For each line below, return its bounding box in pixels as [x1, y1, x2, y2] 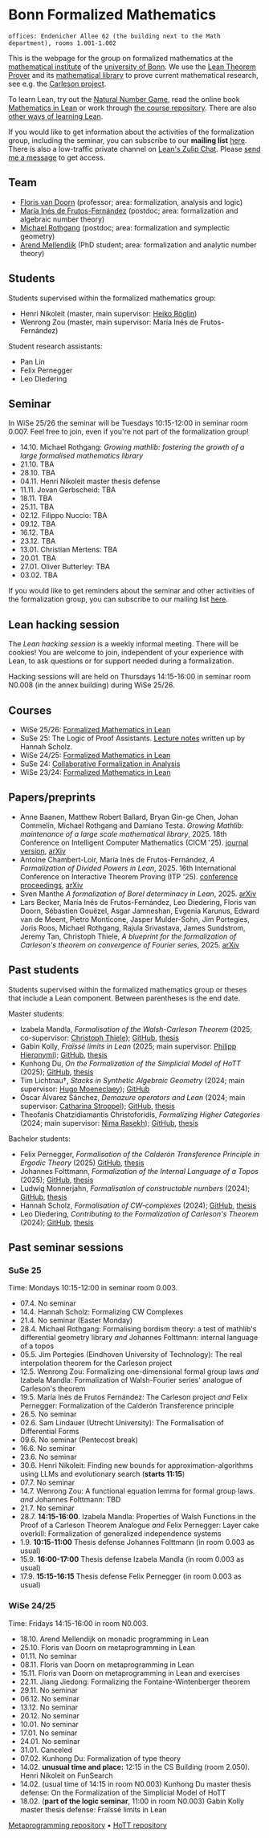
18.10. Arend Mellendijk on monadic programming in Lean [19, 1634, 210, 1644]
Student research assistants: [8, 341, 103, 351]
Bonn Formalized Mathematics [8, 6, 217, 24]
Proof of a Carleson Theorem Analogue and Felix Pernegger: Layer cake [19, 1520, 259, 1530]
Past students [8, 964, 79, 977]
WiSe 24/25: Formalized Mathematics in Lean [19, 751, 171, 760]
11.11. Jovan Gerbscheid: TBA [19, 485, 116, 495]
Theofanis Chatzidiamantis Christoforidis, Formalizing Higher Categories [19, 1110, 261, 1119]
